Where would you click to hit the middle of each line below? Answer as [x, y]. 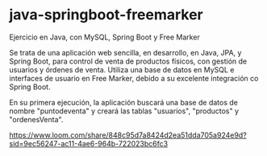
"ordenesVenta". [36, 119]
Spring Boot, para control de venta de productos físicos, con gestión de [128, 61]
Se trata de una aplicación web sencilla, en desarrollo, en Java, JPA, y [125, 52]
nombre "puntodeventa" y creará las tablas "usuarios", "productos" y [124, 111]
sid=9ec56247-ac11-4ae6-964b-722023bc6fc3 [89, 143]
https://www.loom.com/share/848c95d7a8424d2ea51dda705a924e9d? [128, 135]
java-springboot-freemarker [106, 15]
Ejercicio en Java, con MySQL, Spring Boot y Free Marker [104, 37]
